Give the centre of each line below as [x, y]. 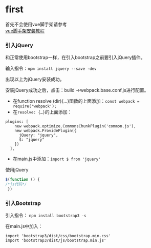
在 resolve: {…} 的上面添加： [42, 112]
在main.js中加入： [24, 226]
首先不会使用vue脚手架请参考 [36, 24]
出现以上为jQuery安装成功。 [35, 79]
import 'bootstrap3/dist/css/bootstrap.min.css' [58, 236]
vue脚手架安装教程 [25, 31]
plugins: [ [17, 122]
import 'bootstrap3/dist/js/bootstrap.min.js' [56, 241]
